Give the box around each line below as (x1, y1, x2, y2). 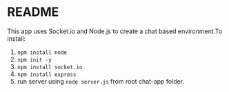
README (7, 4, 59, 20)
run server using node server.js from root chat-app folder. (17, 77, 185, 85)
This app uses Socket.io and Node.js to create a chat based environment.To (7, 27, 223, 35)
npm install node (17, 49, 68, 56)
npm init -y (17, 56, 52, 63)
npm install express (17, 71, 77, 78)
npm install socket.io (17, 64, 83, 71)
